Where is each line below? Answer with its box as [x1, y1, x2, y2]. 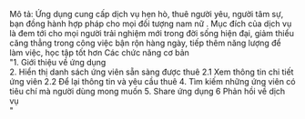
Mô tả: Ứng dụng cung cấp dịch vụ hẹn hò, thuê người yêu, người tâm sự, [9, 9, 284, 19]
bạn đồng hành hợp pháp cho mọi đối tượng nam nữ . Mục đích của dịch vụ [9, 18, 292, 29]
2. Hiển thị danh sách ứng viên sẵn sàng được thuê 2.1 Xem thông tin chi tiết [9, 66, 294, 77]
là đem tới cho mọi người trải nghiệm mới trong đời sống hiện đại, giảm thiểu [9, 28, 294, 38]
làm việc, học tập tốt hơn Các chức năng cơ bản [9, 47, 189, 58]
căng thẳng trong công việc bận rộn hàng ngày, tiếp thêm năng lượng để [9, 37, 282, 48]
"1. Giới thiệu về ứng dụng [9, 57, 107, 67]
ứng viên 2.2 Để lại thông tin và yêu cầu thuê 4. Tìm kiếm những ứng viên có [9, 76, 296, 86]
